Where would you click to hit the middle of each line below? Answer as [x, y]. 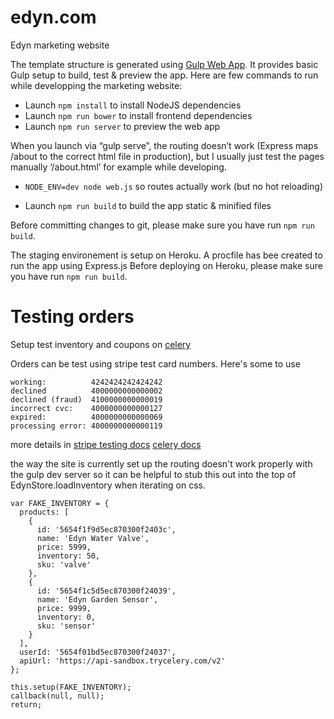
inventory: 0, [66, 617]
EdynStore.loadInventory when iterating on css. [108, 485]
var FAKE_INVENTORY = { [60, 503]
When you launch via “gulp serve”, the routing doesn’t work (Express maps [164, 145]
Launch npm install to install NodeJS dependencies [133, 105]
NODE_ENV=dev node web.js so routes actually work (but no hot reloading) [174, 186]
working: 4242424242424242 [86, 382]
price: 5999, [64, 547]
